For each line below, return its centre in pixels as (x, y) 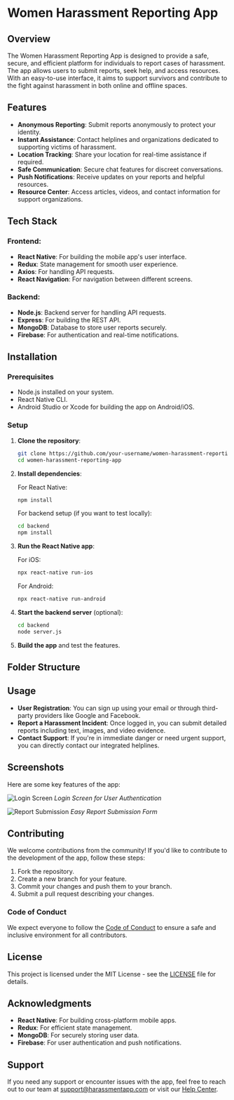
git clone (32, 453)
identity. (29, 132)
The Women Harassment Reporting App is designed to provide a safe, (108, 55)
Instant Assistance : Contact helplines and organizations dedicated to (118, 139)
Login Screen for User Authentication (108, 798)
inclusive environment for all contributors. (67, 935)
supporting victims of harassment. (67, 147)
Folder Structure (44, 668)
